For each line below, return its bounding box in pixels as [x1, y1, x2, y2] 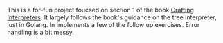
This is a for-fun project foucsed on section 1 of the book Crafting [7, 6, 194, 14]
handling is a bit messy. [7, 28, 75, 36]
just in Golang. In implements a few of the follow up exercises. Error [7, 21, 200, 28]
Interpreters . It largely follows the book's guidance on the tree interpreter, [7, 13, 217, 21]
